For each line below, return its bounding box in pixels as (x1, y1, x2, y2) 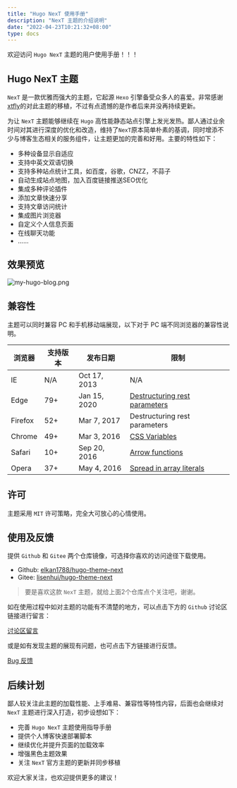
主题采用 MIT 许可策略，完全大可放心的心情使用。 (7, 509, 150, 517)
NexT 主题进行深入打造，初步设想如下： (7, 708, 121, 717)
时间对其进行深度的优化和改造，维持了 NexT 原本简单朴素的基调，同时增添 (7, 126, 218, 134)
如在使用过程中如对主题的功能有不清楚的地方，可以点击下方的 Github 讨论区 (7, 602, 228, 611)
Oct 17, (78, 370, 104, 380)
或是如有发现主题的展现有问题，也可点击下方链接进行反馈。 (7, 641, 181, 650)
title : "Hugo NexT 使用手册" (7, 10, 89, 18)
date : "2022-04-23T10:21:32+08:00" (7, 23, 112, 30)
